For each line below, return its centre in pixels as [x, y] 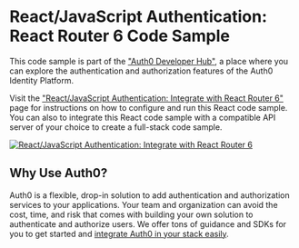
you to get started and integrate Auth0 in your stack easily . [119, 233]
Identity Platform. [42, 80]
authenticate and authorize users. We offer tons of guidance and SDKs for [148, 223]
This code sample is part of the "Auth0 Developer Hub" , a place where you [149, 61]
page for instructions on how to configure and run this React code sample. [149, 107]
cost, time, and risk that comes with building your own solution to [131, 214]
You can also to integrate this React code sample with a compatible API [143, 117]
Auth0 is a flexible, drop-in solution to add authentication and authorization [150, 195]
